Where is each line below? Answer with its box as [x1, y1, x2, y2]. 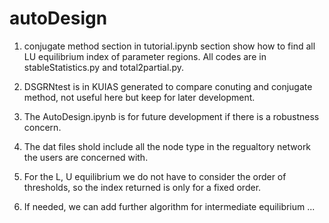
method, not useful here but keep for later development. [23, 91, 256, 103]
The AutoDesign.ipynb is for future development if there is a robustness [23, 110, 320, 122]
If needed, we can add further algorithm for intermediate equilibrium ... [23, 200, 316, 212]
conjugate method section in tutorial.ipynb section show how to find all [23, 40, 316, 52]
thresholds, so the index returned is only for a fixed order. [23, 181, 262, 193]
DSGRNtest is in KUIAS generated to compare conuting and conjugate [23, 80, 313, 92]
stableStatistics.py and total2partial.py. [23, 61, 184, 73]
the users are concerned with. [23, 151, 149, 163]
